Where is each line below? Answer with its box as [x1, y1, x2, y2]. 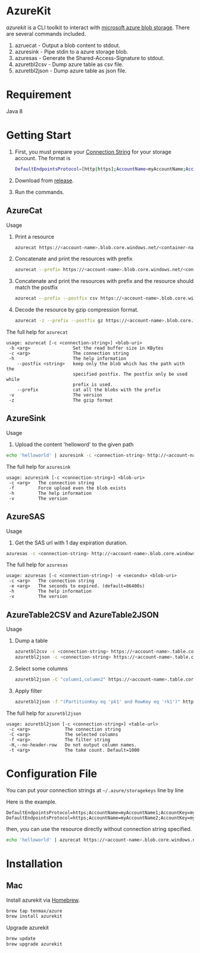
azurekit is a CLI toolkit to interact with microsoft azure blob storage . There [6, 24, 190, 31]
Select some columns [14, 665, 68, 672]
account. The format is [14, 154, 71, 161]
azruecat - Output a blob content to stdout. [14, 42, 121, 49]
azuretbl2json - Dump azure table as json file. [14, 67, 127, 74]
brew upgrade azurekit [6, 941, 62, 948]
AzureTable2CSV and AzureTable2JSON [6, 609, 159, 620]
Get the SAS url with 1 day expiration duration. [14, 539, 128, 546]
